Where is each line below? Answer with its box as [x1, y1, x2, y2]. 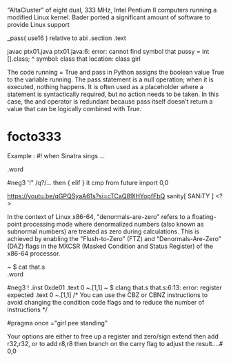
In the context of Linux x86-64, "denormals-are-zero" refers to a [7, 212, 191, 220]
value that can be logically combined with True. [7, 105, 142, 113]
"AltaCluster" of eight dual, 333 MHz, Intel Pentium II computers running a [7, 6, 217, 14]
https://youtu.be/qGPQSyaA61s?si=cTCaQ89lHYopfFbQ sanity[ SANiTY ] [7, 191, 214, 200]
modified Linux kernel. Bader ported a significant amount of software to [7, 13, 210, 21]
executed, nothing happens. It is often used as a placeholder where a [7, 83, 203, 90]
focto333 [7, 129, 62, 144]
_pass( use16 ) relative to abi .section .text [7, 34, 126, 42]
